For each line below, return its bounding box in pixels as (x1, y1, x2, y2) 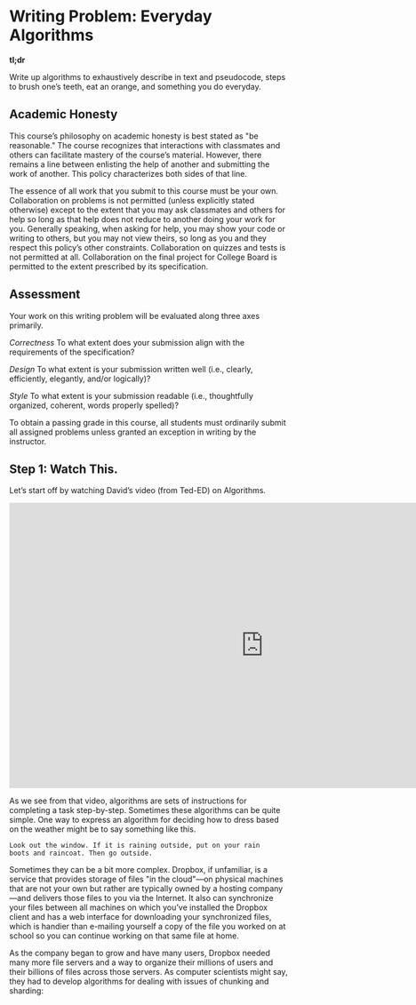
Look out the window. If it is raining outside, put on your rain (9, 841, 260, 850)
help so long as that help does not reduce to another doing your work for (9, 213, 276, 224)
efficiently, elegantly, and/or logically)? (9, 373, 151, 384)
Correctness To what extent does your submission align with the (9, 337, 245, 347)
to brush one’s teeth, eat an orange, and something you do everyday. (9, 81, 262, 92)
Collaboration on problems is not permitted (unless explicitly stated (9, 195, 255, 205)
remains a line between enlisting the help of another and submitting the (9, 158, 270, 170)
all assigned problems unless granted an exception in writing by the (9, 427, 257, 437)
